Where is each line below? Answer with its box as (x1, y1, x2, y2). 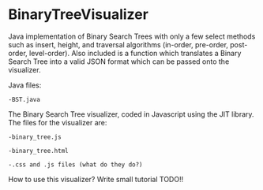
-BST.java (8, 95, 41, 103)
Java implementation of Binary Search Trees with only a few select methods (8, 32, 256, 41)
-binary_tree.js (8, 132, 62, 141)
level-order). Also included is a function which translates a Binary (28, 48, 242, 58)
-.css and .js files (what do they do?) (8, 160, 144, 169)
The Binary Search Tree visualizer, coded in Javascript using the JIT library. (8, 109, 254, 119)
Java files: (8, 80, 42, 90)
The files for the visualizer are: (8, 117, 107, 127)
